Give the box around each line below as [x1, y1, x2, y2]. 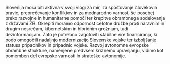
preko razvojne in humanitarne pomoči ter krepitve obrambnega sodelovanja [5, 15, 165, 21]
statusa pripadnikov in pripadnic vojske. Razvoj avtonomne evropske [5, 42, 149, 48]
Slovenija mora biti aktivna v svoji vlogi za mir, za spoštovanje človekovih [5, 5, 157, 10]
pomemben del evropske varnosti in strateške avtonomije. [5, 53, 127, 59]
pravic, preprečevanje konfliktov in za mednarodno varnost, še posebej [5, 10, 154, 16]
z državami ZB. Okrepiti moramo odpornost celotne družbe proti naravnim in [5, 20, 165, 26]
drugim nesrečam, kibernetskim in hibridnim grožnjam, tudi [5, 26, 128, 32]
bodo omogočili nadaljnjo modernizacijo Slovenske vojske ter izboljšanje [5, 37, 156, 43]
